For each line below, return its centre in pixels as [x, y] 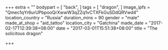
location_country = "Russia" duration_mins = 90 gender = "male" [72, 18]
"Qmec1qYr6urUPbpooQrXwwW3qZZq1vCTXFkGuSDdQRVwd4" [72, 12]
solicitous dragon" [24, 33]
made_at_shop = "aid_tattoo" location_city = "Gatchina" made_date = [76, 23]
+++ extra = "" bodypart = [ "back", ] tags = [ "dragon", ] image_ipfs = [78, 7]
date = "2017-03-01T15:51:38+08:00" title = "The [107, 28]
